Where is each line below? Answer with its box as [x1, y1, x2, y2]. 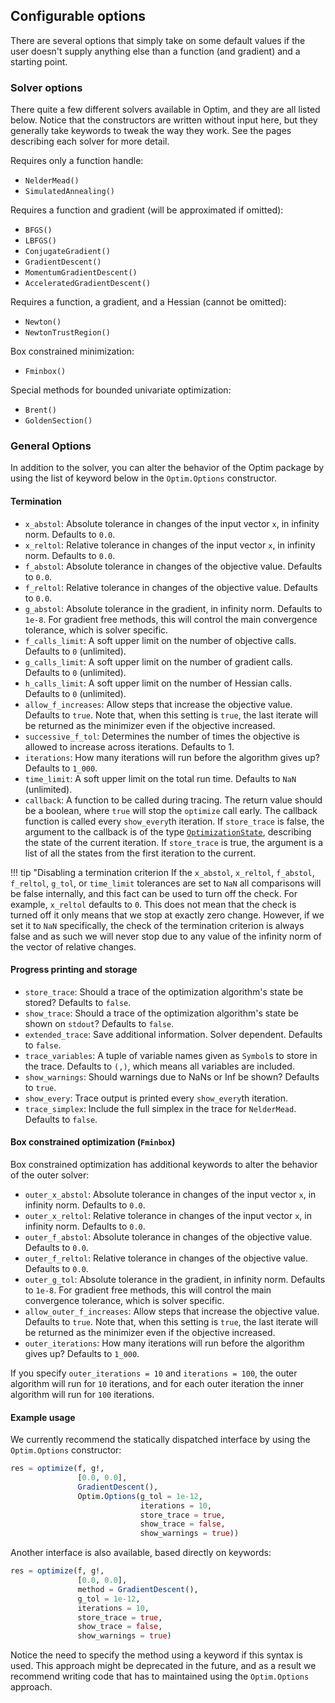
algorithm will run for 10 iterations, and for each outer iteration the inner [10, 1378, 305, 1390]
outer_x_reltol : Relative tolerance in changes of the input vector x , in [24, 1210, 312, 1222]
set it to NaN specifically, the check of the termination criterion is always [10, 919, 305, 931]
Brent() [24, 405, 57, 416]
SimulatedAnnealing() [24, 187, 115, 197]
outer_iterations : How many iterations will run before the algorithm [24, 1337, 305, 1349]
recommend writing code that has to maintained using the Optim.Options [10, 1670, 310, 1683]
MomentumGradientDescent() [24, 268, 138, 278]
